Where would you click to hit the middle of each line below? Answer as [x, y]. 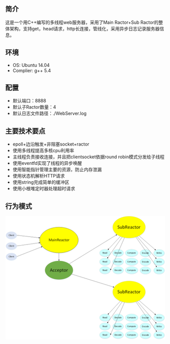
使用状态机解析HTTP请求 [39, 176]
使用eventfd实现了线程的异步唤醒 [47, 163]
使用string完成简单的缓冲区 [41, 182]
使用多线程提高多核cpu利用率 [43, 151]
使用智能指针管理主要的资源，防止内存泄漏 [57, 169]
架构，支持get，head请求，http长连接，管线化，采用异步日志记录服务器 [84, 28]
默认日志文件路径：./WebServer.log [49, 114]
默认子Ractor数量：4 [34, 107]
